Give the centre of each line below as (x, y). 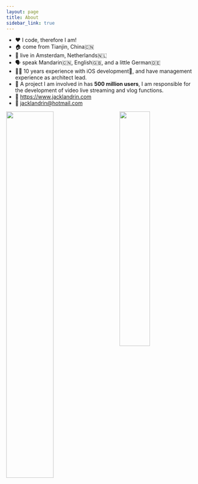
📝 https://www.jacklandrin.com (53, 97)
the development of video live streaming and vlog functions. (89, 90)
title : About (22, 17)
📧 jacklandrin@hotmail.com (49, 103)
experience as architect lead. (51, 78)
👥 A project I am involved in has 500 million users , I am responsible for (103, 84)
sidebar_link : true (31, 23)
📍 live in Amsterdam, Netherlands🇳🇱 (61, 55)
